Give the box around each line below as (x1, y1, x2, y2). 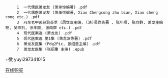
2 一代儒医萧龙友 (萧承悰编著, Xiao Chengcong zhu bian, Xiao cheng (16, 10, 158, 15)
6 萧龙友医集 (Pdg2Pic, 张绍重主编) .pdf (16, 42, 100, 47)
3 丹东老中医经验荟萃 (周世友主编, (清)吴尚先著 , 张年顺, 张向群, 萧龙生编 (16, 20, 163, 25)
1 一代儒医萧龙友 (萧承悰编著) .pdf (16, 5, 88, 10)
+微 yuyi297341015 (5, 56, 46, 62)
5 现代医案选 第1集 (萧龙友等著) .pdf (16, 36, 92, 41)
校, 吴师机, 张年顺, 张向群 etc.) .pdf (5, 25, 82, 30)
